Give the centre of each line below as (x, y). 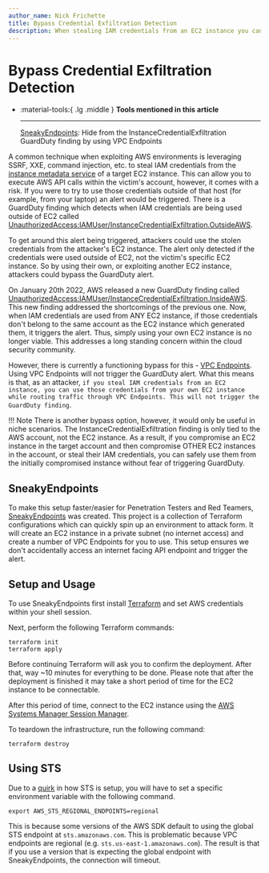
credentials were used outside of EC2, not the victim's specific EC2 (119, 258)
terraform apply (35, 649)
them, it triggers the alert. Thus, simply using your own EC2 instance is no (130, 333)
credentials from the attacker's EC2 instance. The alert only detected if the (131, 249)
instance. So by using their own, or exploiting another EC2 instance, (120, 266)
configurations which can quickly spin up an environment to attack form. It (131, 525)
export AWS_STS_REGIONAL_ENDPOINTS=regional (84, 811)
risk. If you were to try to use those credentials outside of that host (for (125, 191)
